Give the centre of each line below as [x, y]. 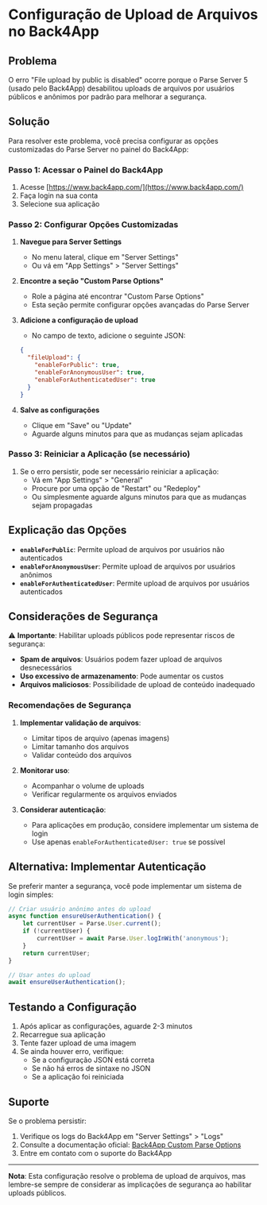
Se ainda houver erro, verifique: [72, 1052]
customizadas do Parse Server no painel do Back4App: [99, 149]
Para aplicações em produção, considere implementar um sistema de [145, 825]
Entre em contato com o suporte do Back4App [96, 1153]
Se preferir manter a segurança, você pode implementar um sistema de [125, 886]
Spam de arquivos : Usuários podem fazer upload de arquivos [121, 659]
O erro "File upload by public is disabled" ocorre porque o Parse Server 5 [128, 80]
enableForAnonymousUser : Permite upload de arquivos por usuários [128, 566]
